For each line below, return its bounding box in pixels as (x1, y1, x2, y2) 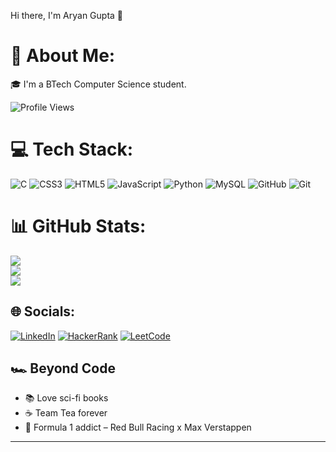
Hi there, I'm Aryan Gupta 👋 (10, 10, 124, 21)
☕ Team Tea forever (24, 407, 108, 419)
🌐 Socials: (10, 303, 76, 320)
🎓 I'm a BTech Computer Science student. (10, 78, 187, 90)
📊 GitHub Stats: (10, 215, 147, 238)
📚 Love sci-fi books (24, 392, 109, 404)
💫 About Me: (10, 45, 116, 67)
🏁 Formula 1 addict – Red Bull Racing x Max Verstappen (24, 421, 252, 434)
